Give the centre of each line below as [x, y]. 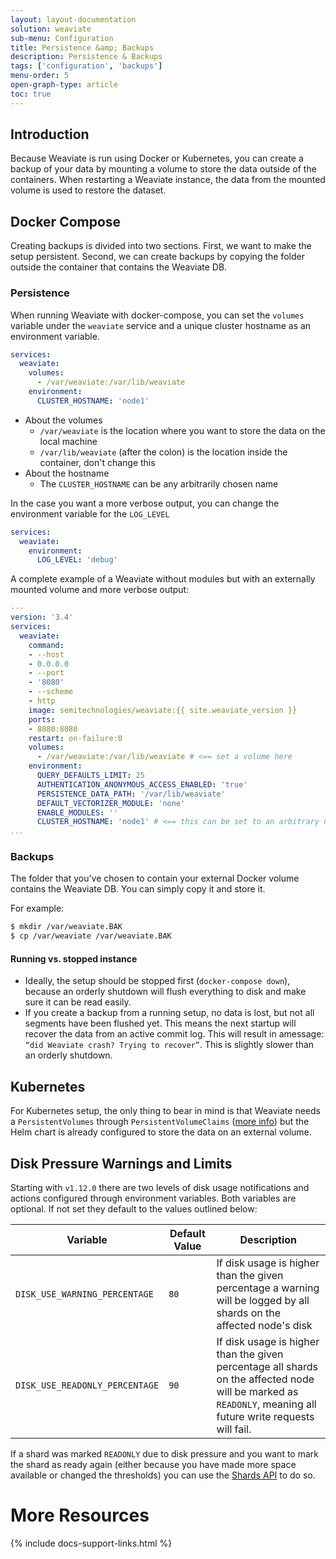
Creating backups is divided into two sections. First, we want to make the [161, 246]
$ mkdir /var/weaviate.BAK [66, 927]
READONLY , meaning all [266, 1404]
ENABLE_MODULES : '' [77, 812]
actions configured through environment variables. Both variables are [153, 1198]
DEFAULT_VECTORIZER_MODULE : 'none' [111, 803]
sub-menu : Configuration [62, 38]
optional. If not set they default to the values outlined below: [134, 1209]
